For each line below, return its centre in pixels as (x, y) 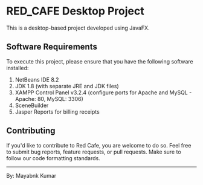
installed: (18, 68)
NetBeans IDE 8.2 (37, 79)
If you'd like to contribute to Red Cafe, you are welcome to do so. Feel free (99, 145)
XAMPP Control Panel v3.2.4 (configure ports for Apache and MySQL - (103, 92)
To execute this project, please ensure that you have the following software (100, 61)
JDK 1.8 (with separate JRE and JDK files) (67, 86)
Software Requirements (52, 47)
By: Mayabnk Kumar (31, 175)
